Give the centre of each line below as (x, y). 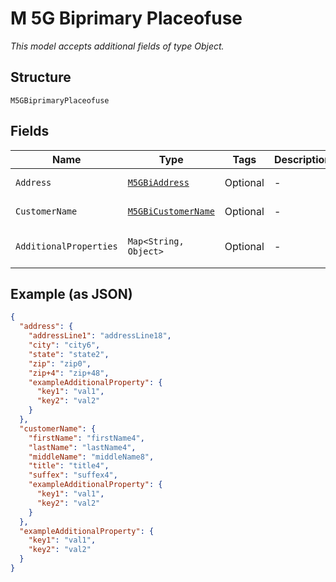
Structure (41, 77)
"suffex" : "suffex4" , (73, 475)
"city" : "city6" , (64, 345)
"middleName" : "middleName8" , (91, 457)
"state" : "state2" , (69, 354)
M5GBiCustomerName (171, 211)
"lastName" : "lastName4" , (82, 447)
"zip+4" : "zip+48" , (69, 373)
